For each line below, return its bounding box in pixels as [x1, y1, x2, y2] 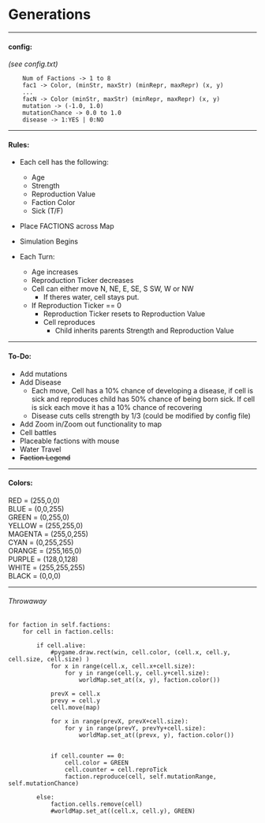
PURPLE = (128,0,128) [8, 554, 79, 564]
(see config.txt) [8, 59, 58, 69]
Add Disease [19, 377, 62, 387]
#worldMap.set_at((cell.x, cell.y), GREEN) [50, 806, 196, 815]
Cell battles [19, 427, 57, 437]
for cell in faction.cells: [22, 627, 114, 635]
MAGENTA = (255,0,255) [8, 529, 89, 538]
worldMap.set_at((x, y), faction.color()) [78, 676, 221, 683]
